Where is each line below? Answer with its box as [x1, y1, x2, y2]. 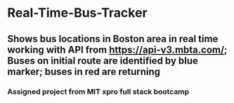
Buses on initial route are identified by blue [7, 55, 199, 67]
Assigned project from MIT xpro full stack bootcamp [7, 86, 190, 96]
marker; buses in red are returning [7, 65, 160, 78]
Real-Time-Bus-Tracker [7, 5, 148, 21]
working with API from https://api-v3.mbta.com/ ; [7, 43, 228, 55]
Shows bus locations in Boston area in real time [7, 33, 219, 45]
